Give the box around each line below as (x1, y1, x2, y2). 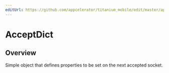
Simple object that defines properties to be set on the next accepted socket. (5, 62, 163, 68)
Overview (5, 48, 37, 57)
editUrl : (5, 7, 24, 12)
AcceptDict (5, 28, 54, 40)
